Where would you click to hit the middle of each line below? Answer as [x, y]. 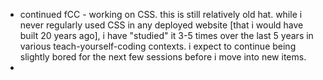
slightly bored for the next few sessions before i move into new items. [163, 57]
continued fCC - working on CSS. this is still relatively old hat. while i [161, 14]
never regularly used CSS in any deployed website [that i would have [161, 25]
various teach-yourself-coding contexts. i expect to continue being [158, 46]
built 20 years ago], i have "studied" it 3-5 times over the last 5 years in [166, 35]
